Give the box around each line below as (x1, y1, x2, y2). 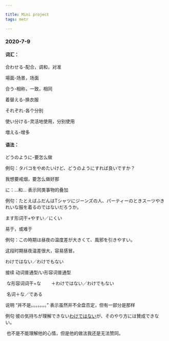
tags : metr (5, 16, 29, 22)
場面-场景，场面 (5, 75, 39, 81)
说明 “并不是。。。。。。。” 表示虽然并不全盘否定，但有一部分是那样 (5, 302, 136, 308)
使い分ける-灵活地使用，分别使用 (5, 118, 75, 124)
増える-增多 (5, 129, 30, 135)
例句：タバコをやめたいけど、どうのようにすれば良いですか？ (5, 165, 136, 171)
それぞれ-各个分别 (5, 107, 44, 113)
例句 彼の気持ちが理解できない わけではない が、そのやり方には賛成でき (5, 313, 155, 319)
